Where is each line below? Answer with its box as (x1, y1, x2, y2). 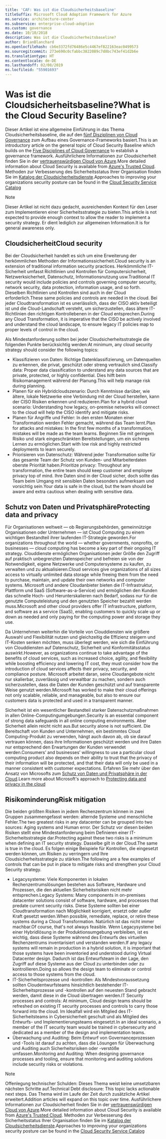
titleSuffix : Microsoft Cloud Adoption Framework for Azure (5, 12, 132, 17)
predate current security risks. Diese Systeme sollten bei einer (12, 903, 140, 909)
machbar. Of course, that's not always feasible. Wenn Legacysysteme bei (12, 924, 161, 930)
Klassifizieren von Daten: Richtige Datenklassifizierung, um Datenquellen (12, 356, 161, 362)
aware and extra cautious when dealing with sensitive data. (12, 488, 134, 494)
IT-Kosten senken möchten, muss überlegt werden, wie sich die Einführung (5, 639, 159, 645)
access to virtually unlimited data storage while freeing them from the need (5, 571, 159, 577)
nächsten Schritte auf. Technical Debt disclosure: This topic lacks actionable (5, 1086, 160, 1092)
